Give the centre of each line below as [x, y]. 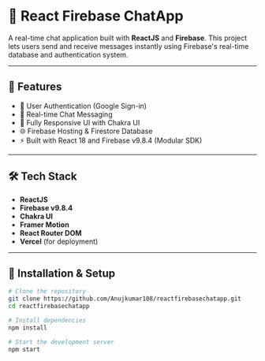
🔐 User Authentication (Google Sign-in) [83, 106]
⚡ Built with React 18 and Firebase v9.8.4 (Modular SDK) [111, 140]
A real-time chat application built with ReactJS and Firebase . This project [128, 38]
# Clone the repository [47, 292]
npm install [28, 328]
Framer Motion [44, 225]
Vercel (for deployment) [59, 241]
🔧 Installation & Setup [62, 273]
